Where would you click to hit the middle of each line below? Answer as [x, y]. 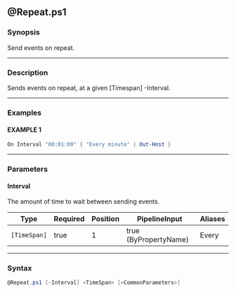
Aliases [212, 219]
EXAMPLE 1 [25, 130]
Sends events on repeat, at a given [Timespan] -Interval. [89, 87]
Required [69, 219]
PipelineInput [159, 219]
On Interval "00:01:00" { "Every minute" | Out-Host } [89, 144]
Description [28, 73]
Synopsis [24, 32]
